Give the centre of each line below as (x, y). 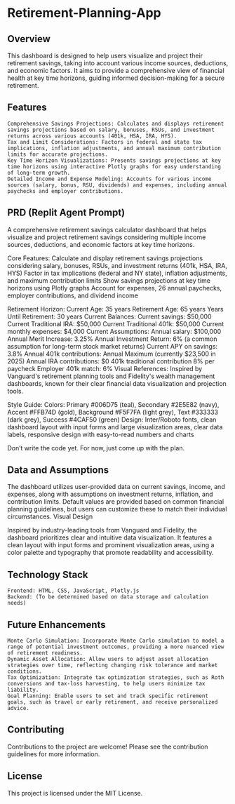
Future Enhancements (57, 625)
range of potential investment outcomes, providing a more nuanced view (116, 647)
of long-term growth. (39, 173)
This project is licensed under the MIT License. (75, 793)
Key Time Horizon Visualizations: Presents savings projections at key (114, 160)
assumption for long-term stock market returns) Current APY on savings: (113, 346)
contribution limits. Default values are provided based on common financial (116, 502)
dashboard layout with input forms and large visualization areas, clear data (115, 427)
